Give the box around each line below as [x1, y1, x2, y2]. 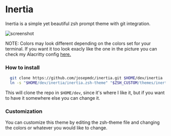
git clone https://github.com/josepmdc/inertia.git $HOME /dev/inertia [10, 76, 163, 81]
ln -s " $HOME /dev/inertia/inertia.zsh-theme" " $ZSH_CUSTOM [10, 80, 138, 85]
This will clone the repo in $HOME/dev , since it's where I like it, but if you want [5, 89, 165, 96]
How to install [5, 64, 40, 71]
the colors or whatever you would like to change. [5, 125, 108, 131]
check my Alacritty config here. [5, 51, 71, 57]
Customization [5, 107, 43, 115]
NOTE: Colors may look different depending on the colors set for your [5, 40, 151, 47]
